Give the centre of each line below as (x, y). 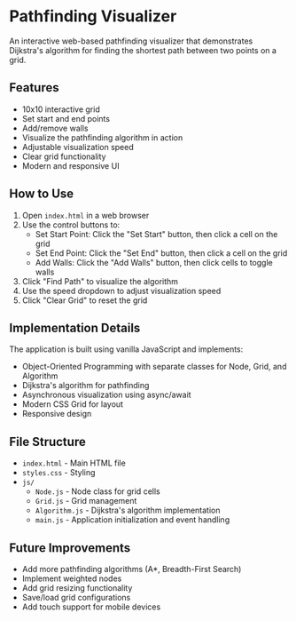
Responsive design (57, 414)
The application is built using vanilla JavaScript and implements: (126, 349)
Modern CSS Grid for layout (73, 404)
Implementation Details (75, 327)
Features (34, 88)
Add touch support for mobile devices (91, 607)
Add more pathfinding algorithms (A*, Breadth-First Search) (132, 569)
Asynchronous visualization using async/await (107, 395)
